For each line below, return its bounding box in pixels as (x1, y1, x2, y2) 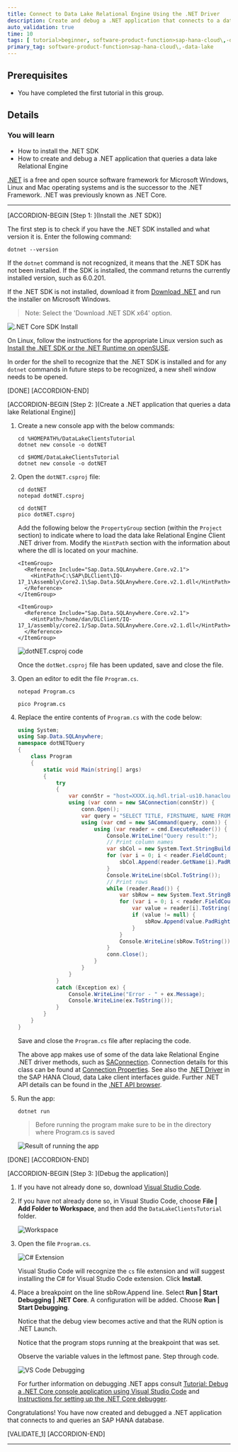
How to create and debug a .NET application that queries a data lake (17, 154, 217, 163)
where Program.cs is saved (35, 1128, 115, 1136)
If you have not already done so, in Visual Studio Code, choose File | (17, 1196, 217, 1205)
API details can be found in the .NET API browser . (17, 1080, 162, 1088)
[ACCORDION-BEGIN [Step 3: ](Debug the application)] (7, 1169, 169, 1177)
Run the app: (17, 1094, 55, 1103)
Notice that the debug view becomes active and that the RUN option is (17, 1316, 224, 1325)
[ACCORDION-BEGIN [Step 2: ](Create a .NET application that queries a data (7, 400, 231, 408)
